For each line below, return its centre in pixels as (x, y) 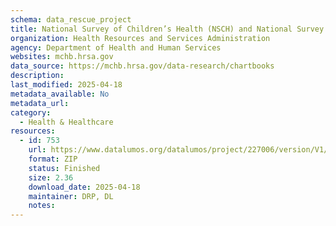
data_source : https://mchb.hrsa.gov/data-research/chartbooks (142, 66)
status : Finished (64, 168)
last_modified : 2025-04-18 (66, 85)
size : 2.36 (51, 177)
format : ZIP (53, 159)
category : (31, 112)
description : (37, 76)
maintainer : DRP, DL (71, 196)
